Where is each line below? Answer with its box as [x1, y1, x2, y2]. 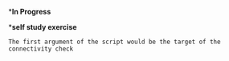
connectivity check [8, 45, 74, 53]
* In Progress [8, 7, 51, 16]
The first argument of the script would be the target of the [8, 38, 221, 46]
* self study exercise [8, 22, 78, 31]
